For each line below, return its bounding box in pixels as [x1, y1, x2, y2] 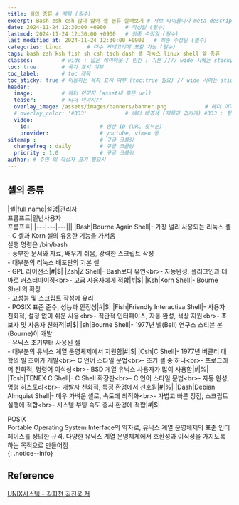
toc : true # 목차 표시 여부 [7, 63, 105, 71]
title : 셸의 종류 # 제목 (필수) [7, 10, 91, 18]
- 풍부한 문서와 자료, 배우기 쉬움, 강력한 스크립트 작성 [7, 249, 154, 257]
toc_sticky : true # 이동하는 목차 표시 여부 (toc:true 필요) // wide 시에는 [7, 76, 218, 84]
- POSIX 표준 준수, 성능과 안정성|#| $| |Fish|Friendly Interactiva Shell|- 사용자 [7, 302, 225, 311]
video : [14, 116, 33, 123]
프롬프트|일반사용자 [7, 213, 62, 222]
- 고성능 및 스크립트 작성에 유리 [7, 293, 94, 302]
